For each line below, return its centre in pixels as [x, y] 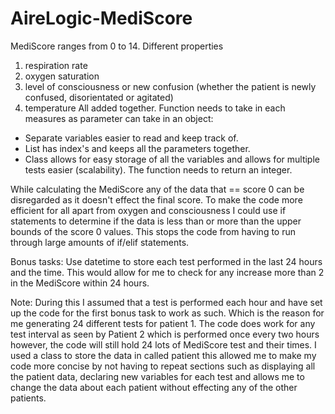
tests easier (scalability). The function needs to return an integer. [158, 169]
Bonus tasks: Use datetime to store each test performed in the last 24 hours [166, 261]
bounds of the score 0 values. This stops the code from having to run [153, 231]
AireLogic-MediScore [101, 18]
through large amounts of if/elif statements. [100, 242]
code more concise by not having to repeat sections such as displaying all [163, 366]
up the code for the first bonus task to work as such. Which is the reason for [167, 313]
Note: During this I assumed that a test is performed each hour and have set [166, 302]
